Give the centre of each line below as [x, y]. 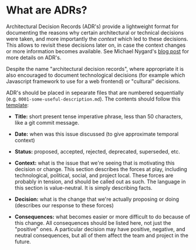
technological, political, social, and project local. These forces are [94, 175]
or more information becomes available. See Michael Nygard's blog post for [98, 51]
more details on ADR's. [34, 57]
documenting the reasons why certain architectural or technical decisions [95, 32]
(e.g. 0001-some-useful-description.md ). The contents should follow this [93, 99]
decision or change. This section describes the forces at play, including [101, 169]
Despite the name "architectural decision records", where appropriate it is [95, 69]
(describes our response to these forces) [64, 205]
